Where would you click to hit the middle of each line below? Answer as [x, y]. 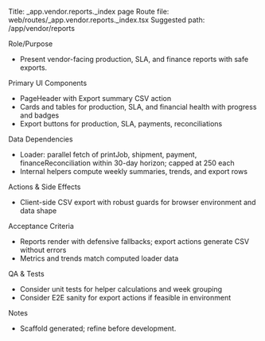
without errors [43, 250]
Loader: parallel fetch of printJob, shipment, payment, [108, 155]
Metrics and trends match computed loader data [99, 258]
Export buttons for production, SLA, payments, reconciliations [121, 124]
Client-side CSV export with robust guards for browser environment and [138, 202]
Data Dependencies [41, 139]
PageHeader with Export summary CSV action [95, 98]
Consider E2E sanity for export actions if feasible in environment [125, 298]
